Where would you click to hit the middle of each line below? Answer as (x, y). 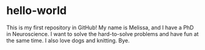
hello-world (37, 11)
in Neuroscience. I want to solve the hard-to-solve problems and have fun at (102, 34)
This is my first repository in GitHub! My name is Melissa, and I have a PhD (100, 27)
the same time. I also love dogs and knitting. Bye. (68, 40)
